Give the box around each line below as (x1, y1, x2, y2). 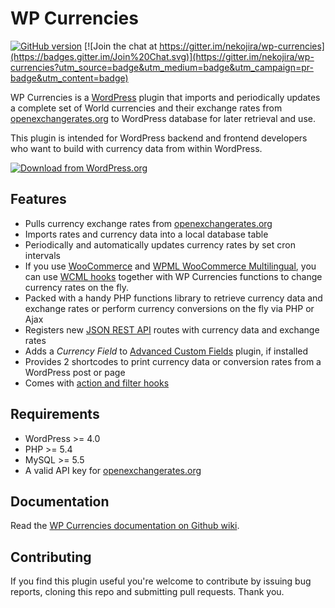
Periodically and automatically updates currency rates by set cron (24, 238, 296, 251)
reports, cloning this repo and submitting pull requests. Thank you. (10, 586, 285, 598)
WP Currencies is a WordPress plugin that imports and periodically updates (10, 91, 321, 103)
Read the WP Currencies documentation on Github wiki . (10, 520, 240, 532)
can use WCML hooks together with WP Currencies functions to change (24, 270, 323, 282)
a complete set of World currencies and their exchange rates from (10, 102, 283, 114)
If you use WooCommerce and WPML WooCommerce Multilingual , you (24, 260, 317, 272)
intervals (24, 249, 61, 261)
